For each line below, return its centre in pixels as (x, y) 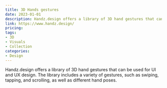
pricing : (14, 28)
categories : (17, 51)
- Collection (19, 46)
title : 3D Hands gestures (32, 10)
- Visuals (15, 42)
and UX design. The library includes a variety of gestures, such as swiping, (82, 75)
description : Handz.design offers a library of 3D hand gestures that (80, 19)
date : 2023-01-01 (23, 14)
